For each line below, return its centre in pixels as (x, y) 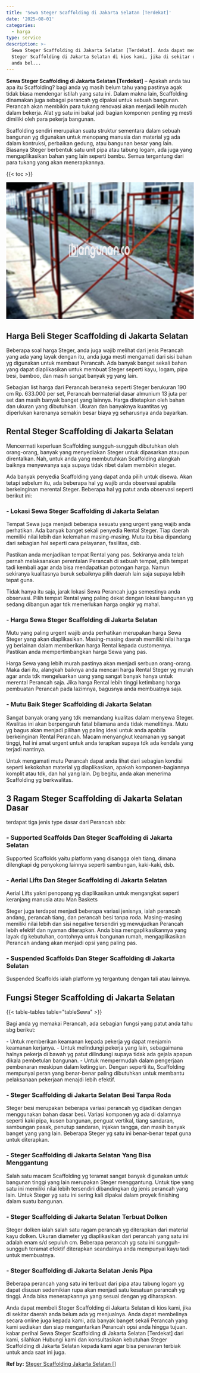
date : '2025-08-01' (30, 19)
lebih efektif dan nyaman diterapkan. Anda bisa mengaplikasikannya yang (96, 930)
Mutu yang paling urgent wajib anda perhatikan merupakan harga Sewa (94, 633)
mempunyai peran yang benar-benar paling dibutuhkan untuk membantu (95, 1074)
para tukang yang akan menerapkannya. (56, 162)
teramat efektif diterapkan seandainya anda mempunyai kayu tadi (109, 1249)
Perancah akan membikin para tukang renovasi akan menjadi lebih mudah (97, 106)
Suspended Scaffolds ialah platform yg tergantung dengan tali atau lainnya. (98, 979)
